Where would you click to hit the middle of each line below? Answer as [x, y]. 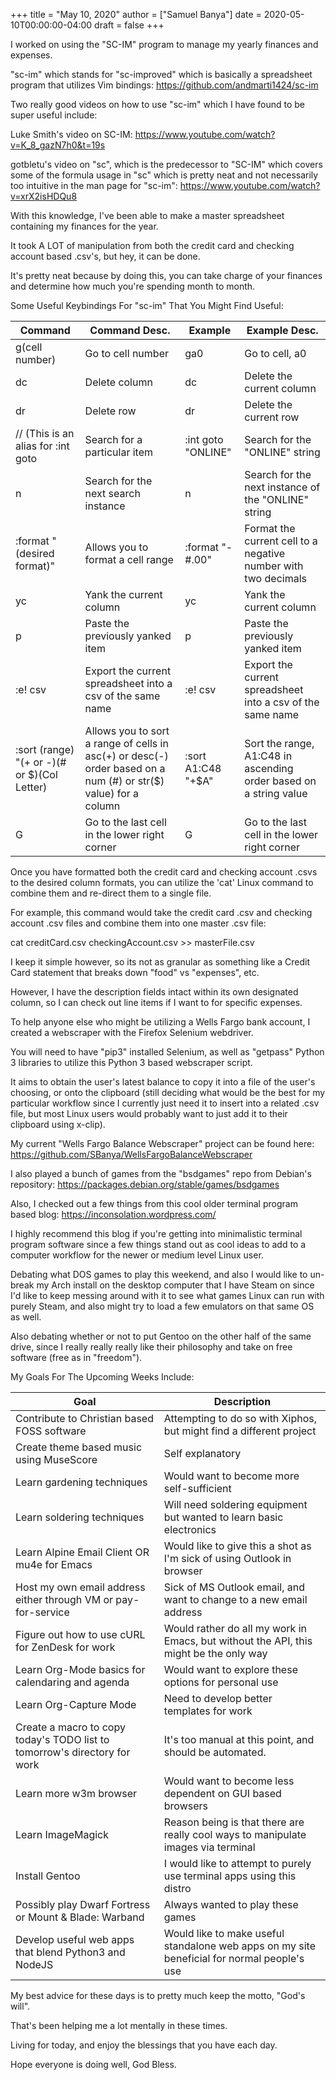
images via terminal [209, 1847]
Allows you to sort [127, 731]
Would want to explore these [230, 1669]
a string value [276, 793]
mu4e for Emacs [54, 1564]
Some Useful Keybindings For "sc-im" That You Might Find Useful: [147, 305]
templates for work [208, 1711]
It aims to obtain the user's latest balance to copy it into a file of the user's [163, 1082]
